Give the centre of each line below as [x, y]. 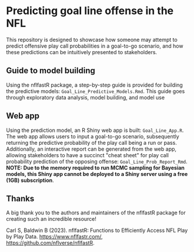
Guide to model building [51, 71]
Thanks [20, 198]
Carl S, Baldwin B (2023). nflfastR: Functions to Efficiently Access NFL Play [97, 230]
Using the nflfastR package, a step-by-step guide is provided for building [95, 85]
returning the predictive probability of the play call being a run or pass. [92, 142]
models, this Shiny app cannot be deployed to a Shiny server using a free [97, 174]
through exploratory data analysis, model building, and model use [86, 97]
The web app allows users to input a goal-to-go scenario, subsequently [93, 136]
